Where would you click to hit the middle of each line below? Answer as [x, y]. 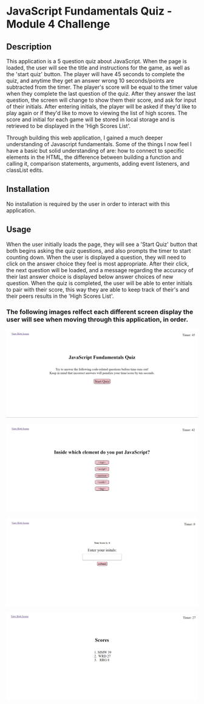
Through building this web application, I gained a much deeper [84, 138]
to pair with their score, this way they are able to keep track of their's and [98, 289]
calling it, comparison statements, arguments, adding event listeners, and [98, 164]
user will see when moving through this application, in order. [97, 319]
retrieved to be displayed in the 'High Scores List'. [69, 126]
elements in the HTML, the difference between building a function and [94, 157]
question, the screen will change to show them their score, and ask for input [101, 100]
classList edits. [25, 170]
